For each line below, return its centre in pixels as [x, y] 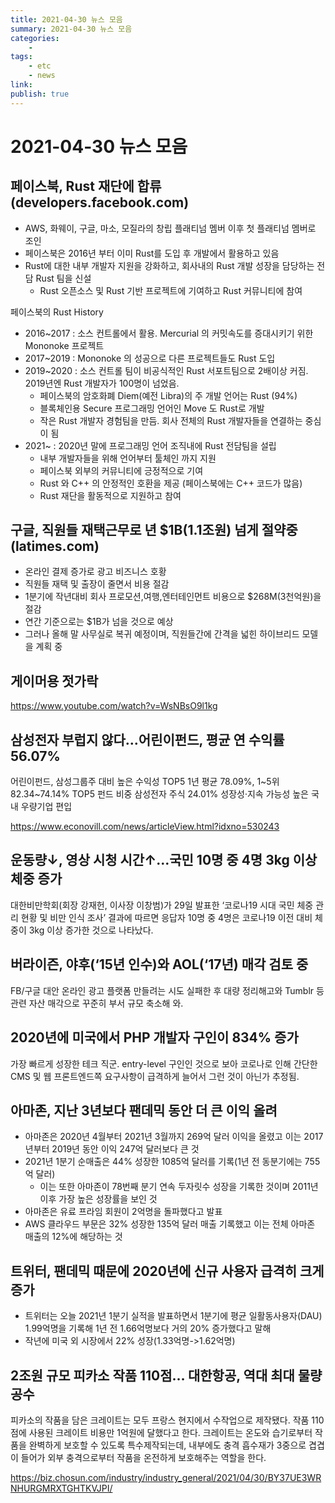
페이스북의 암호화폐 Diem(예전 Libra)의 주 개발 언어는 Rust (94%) [168, 395]
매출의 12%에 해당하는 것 [73, 1237]
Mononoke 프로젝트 [64, 345]
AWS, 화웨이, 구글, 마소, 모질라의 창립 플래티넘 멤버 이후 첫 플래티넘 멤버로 [170, 228]
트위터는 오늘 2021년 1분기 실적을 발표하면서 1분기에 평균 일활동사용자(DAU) [173, 1316]
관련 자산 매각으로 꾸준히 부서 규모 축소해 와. [97, 1003]
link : [21, 85]
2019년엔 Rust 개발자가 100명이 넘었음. [102, 383]
